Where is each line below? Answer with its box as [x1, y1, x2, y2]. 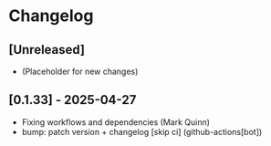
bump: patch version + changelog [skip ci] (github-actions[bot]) [21, 126, 263, 137]
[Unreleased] [8, 42, 86, 57]
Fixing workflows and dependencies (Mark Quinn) [21, 116, 211, 128]
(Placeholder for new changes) [21, 66, 139, 77]
